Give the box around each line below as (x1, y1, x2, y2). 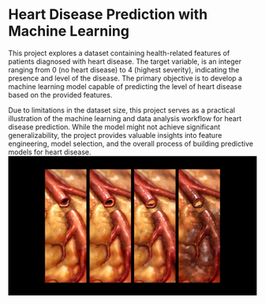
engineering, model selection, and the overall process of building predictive (8, 139, 254, 148)
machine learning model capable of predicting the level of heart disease (8, 81, 242, 91)
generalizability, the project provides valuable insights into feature (8, 130, 222, 139)
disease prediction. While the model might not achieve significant (8, 122, 221, 132)
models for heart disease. (8, 147, 92, 157)
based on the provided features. (8, 90, 113, 99)
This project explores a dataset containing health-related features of (8, 48, 230, 57)
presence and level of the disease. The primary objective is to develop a (8, 73, 243, 83)
